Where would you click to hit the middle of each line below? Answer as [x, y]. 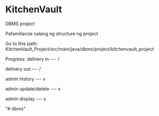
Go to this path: [22, 43]
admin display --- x [26, 99]
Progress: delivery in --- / [32, 59]
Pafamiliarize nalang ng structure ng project [52, 33]
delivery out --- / [23, 69]
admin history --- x [25, 79]
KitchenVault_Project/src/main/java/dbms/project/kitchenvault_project [80, 49]
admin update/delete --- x [33, 89]
